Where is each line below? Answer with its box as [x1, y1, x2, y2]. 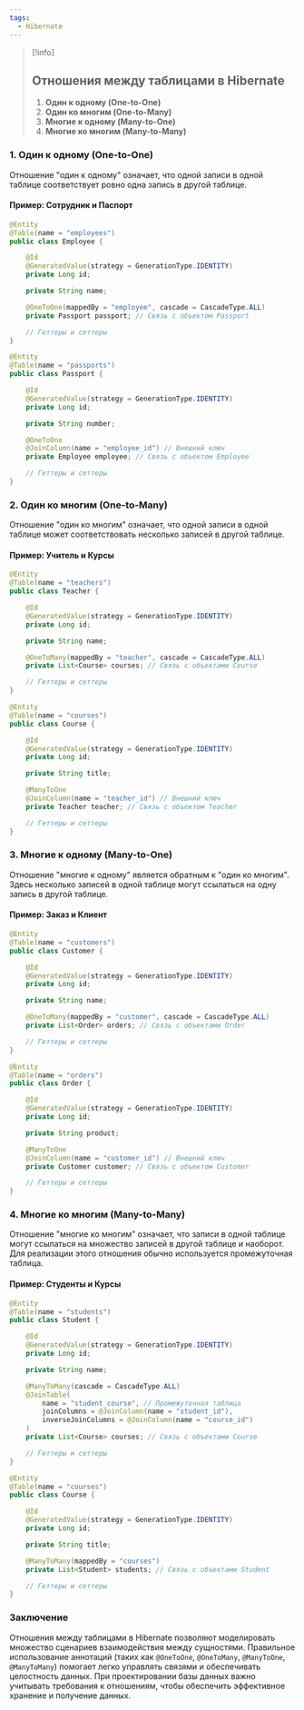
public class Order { [9, 1079, 92, 1088]
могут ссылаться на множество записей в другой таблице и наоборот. [9, 1239, 284, 1250]
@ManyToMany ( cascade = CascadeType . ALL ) [25, 1381, 181, 1390]
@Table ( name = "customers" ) [9, 937, 116, 947]
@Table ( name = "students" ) [9, 1307, 112, 1317]
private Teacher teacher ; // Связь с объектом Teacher [25, 802, 238, 811]
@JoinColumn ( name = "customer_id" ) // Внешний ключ [25, 1153, 225, 1162]
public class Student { [9, 1316, 100, 1325]
